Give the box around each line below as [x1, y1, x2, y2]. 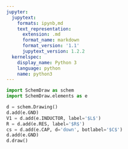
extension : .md [22, 31, 61, 38]
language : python [17, 65, 61, 71]
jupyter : [6, 8, 28, 15]
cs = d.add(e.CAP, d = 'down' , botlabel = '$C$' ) [6, 127, 123, 133]
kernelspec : [11, 54, 42, 60]
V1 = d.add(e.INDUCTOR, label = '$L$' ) [6, 115, 101, 121]
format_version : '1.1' [22, 43, 80, 49]
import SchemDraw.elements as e [6, 93, 88, 99]
